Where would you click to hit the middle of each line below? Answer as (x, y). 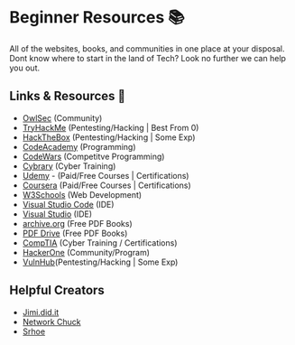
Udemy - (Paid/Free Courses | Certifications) (106, 175)
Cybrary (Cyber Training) (69, 166)
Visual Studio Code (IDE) (68, 204)
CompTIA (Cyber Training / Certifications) (100, 242)
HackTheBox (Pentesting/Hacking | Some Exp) (109, 137)
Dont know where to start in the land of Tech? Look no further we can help (148, 58)
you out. (25, 68)
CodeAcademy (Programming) (79, 146)
